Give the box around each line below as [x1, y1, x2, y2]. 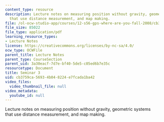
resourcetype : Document [5, 66, 54, 71]
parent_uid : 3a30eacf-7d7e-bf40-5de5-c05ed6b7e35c [5, 61, 110, 66]
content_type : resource [5, 7, 54, 12]
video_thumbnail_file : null [9, 84, 67, 89]
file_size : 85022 [5, 25, 41, 30]
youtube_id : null [9, 93, 45, 98]
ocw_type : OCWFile [5, 48, 42, 52]
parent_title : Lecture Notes [5, 52, 64, 57]
